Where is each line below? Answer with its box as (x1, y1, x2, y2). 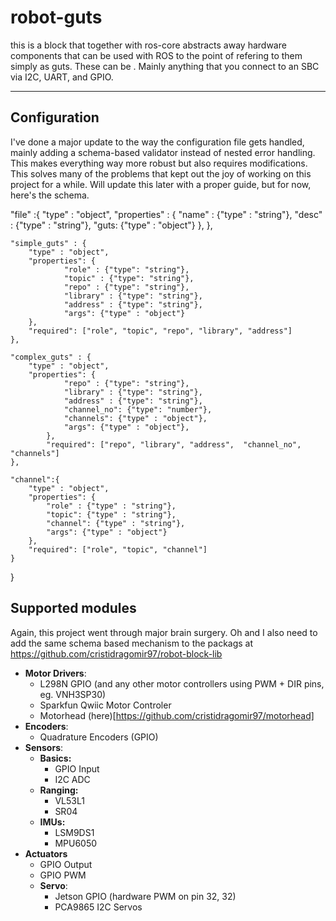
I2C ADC (54, 773, 91, 785)
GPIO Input (54, 762, 100, 775)
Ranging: (39, 784, 79, 796)
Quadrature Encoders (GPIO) (39, 731, 159, 743)
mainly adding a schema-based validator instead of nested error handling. (10, 146, 316, 158)
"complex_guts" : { (10, 352, 92, 362)
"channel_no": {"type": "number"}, (63, 404, 213, 415)
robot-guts (10, 6, 103, 29)
